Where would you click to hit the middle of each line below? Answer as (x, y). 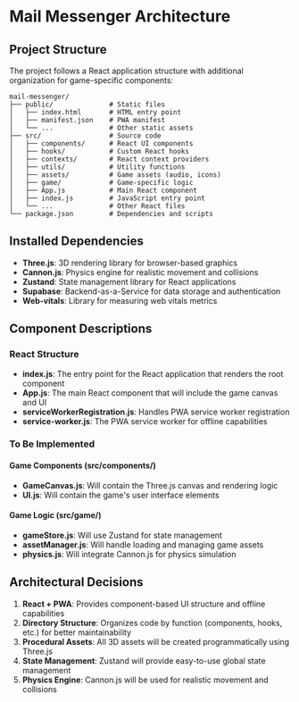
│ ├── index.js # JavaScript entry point (107, 198)
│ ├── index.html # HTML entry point (95, 113)
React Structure (44, 355)
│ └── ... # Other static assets (101, 128)
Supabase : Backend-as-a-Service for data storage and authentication (151, 291)
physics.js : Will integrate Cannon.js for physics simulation (129, 554)
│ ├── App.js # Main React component (104, 190)
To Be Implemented (52, 444)
